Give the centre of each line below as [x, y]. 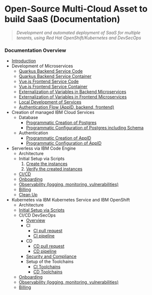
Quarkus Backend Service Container [55, 77]
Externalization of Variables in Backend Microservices [72, 92]
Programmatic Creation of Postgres [61, 123]
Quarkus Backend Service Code [51, 71]
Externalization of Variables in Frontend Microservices [73, 97]
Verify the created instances [54, 169]
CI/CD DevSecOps [37, 215]
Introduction [24, 61]
